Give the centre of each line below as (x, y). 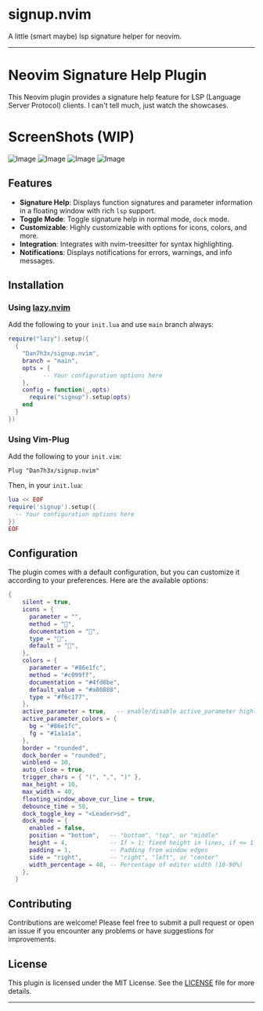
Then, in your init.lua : (46, 485)
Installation (36, 285)
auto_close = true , (54, 770)
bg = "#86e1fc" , (55, 726)
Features (30, 183)
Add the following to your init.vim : (65, 456)
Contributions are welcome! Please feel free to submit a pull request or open (131, 922)
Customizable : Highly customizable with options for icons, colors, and (133, 227)
